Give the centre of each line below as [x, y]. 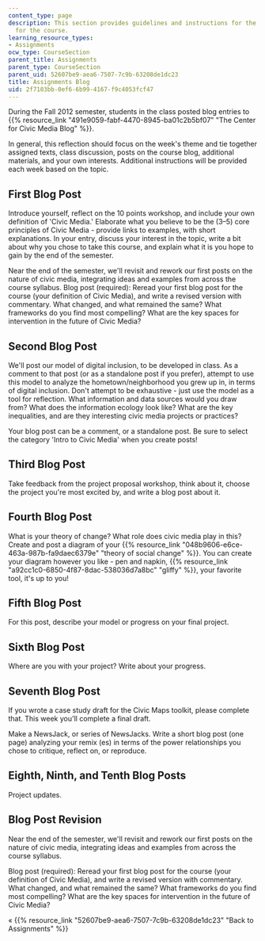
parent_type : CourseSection [55, 67]
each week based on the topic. [59, 169]
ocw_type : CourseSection [49, 52]
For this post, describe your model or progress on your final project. [119, 622]
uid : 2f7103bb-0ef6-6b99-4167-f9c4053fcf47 [81, 89]
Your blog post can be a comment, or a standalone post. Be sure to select [128, 431]
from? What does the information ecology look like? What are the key [121, 407]
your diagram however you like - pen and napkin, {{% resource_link [118, 561]
